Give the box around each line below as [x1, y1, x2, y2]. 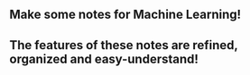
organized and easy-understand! [9, 51, 199, 66]
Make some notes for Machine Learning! [9, 7, 242, 22]
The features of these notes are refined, [9, 37, 238, 53]
